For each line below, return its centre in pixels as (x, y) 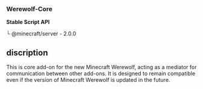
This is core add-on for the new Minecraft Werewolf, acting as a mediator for (101, 67)
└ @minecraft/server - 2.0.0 (41, 34)
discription (27, 53)
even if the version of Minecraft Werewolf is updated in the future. (88, 80)
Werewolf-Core (29, 9)
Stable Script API (28, 22)
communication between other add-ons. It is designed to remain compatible (101, 73)
